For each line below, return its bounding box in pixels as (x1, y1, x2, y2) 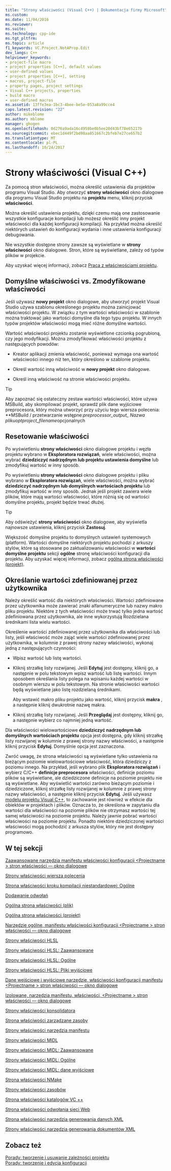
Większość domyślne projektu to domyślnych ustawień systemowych (5, 534, 151, 540)
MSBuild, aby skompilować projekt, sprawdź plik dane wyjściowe (5, 401, 141, 407)
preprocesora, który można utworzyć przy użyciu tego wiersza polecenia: (5, 406, 160, 413)
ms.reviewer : (5, 21, 33, 27)
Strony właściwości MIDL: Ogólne (5, 1057, 76, 1063)
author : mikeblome (5, 112, 44, 117)
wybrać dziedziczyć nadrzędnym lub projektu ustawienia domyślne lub (5, 456, 159, 463)
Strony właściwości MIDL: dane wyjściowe (5, 1067, 94, 1073)
